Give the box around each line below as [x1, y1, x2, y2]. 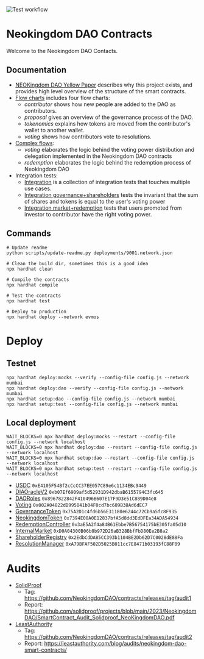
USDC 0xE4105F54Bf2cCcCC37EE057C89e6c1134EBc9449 [15, 482, 147, 489]
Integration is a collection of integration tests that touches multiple [24, 178, 191, 185]
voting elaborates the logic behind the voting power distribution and [24, 146, 195, 153]
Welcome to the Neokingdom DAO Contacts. [6, 47, 118, 54]
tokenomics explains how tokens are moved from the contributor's [24, 119, 191, 127]
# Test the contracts [6, 293, 62, 299]
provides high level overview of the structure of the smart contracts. [15, 87, 186, 94]
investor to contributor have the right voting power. [24, 210, 152, 218]
